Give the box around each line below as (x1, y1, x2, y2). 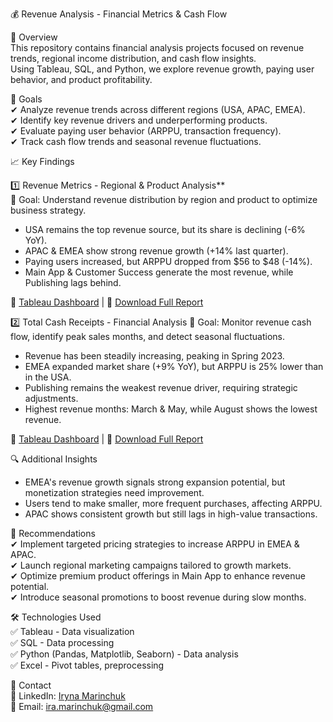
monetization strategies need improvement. (24, 487, 205, 498)
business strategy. (10, 204, 87, 216)
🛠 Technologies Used (10, 611, 102, 623)
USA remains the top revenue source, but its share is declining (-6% (24, 224, 306, 235)
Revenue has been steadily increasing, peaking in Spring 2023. (24, 350, 285, 362)
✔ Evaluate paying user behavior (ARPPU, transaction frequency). (10, 125, 282, 137)
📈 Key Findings (10, 156, 75, 167)
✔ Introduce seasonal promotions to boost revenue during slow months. (10, 591, 307, 603)
